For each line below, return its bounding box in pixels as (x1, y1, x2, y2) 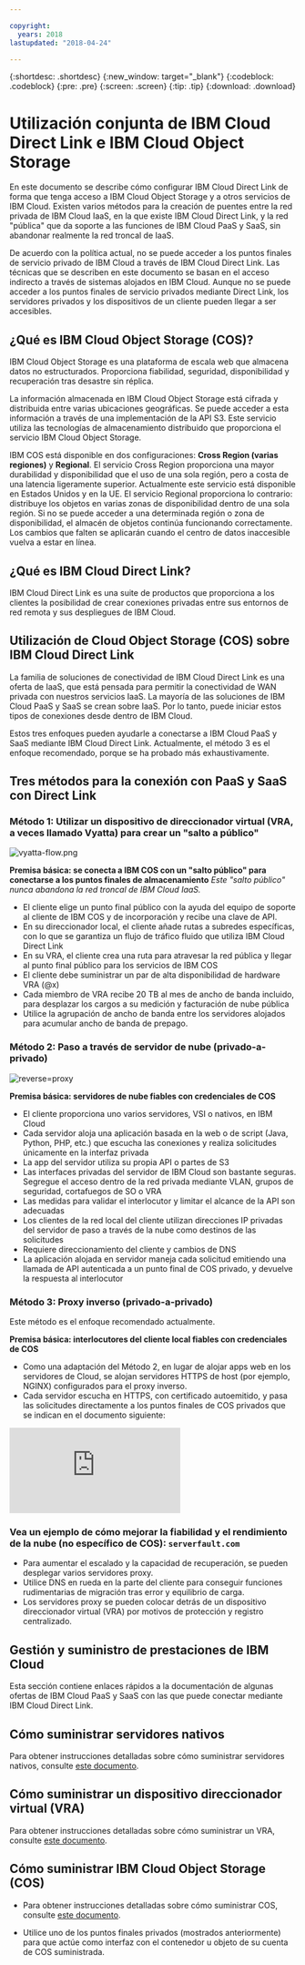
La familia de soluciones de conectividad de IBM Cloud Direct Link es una (9, 671, 285, 682)
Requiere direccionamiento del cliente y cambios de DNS (22, 1243, 237, 1254)
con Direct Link (9, 788, 97, 803)
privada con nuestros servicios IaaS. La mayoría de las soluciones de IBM (9, 691, 285, 701)
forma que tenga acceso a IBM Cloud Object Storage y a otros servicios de (9, 191, 291, 202)
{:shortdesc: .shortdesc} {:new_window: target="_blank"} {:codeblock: (9, 71, 275, 82)
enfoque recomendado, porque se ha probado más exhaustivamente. (9, 747, 269, 758)
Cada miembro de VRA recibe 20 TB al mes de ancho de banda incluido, (22, 989, 294, 1000)
